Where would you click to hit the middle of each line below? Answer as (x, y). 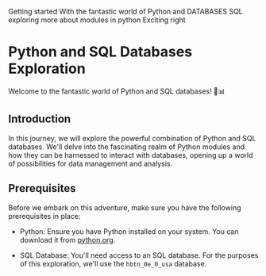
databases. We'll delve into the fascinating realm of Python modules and (127, 147)
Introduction (40, 119)
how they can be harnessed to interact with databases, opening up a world (131, 155)
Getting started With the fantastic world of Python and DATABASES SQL (126, 11)
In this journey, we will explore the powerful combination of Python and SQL (132, 138)
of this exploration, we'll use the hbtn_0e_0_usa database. (113, 263)
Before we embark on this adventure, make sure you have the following (125, 207)
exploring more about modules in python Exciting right (97, 20)
